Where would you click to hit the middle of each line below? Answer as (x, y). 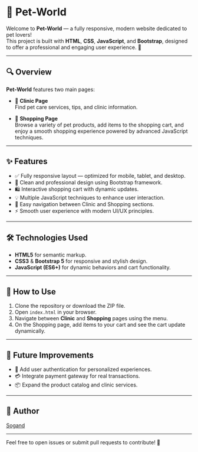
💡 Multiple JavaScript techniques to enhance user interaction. (90, 197)
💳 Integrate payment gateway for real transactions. (77, 376)
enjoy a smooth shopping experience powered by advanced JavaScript (101, 131)
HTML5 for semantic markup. (50, 255)
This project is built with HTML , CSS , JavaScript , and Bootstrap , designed (97, 41)
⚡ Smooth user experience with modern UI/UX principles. (84, 211)
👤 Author (23, 411)
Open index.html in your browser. (56, 312)
